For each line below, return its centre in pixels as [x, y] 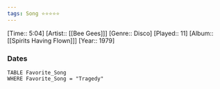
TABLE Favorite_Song [37, 72]
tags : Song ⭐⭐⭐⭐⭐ [34, 13]
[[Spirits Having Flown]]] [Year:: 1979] [61, 40]
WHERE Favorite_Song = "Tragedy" [56, 79]
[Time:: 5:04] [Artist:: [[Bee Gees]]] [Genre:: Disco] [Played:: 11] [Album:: [110, 33]
